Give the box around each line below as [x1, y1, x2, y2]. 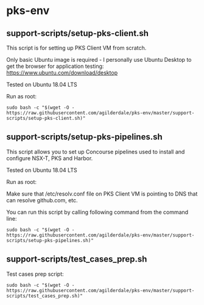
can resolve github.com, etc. [6, 196, 78, 204]
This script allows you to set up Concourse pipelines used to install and [6, 148, 185, 155]
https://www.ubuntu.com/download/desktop [6, 69, 118, 76]
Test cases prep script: [6, 270, 64, 277]
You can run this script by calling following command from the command [6, 208, 189, 216]
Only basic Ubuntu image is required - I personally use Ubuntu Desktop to [6, 56, 192, 63]
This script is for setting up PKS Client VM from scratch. [6, 44, 147, 51]
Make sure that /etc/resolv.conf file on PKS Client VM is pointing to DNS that [6, 190, 198, 197]
